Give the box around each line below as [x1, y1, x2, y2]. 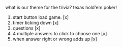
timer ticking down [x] [12, 20, 59, 26]
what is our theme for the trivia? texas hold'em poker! [5, 5, 117, 10]
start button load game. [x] [12, 14, 69, 20]
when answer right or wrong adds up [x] [12, 36, 98, 42]
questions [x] [12, 25, 41, 31]
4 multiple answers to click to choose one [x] [12, 31, 107, 36]
